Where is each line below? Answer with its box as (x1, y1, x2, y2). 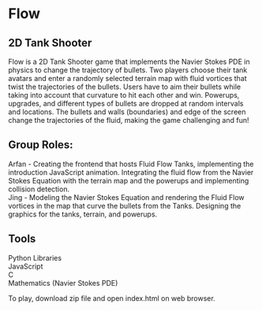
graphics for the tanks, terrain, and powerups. (8, 209, 158, 219)
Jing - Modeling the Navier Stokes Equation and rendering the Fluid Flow (8, 192, 245, 202)
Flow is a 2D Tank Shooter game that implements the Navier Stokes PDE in (8, 57, 250, 66)
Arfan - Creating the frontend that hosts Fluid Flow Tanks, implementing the (8, 159, 254, 168)
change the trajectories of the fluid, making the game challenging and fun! (8, 116, 249, 124)
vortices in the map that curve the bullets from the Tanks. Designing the (8, 201, 241, 210)
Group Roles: (8, 139, 73, 152)
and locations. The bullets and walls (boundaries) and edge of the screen (8, 107, 246, 117)
